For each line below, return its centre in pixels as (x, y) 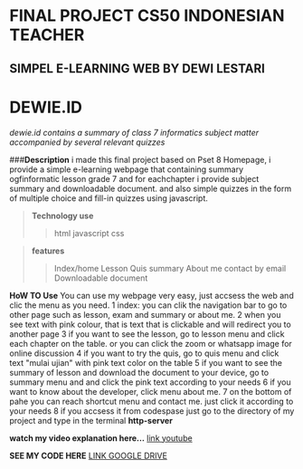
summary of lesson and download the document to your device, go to (139, 372)
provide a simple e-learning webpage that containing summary (127, 169)
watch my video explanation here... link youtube (101, 438)
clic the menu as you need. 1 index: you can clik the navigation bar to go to (148, 305)
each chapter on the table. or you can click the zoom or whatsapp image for (151, 343)
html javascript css (89, 233)
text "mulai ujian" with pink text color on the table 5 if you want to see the (146, 362)
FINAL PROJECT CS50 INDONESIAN (147, 16)
